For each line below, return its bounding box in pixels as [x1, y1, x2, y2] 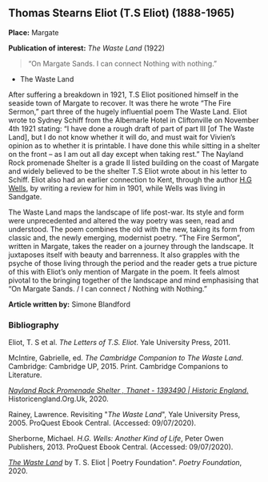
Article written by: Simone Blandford [8, 299, 130, 309]
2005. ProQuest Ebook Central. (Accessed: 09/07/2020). [8, 418, 197, 428]
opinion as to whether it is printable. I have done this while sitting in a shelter [8, 140, 261, 151]
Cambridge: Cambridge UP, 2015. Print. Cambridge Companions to [8, 362, 229, 372]
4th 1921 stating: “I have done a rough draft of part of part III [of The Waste [8, 123, 254, 133]
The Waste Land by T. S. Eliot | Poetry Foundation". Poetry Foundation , [8, 458, 242, 468]
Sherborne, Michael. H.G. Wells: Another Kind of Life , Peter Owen [8, 434, 224, 444]
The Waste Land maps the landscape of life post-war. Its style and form [8, 207, 244, 217]
